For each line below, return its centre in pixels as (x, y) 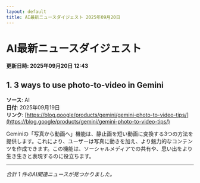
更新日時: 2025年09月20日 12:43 (47, 66)
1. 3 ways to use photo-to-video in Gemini (85, 85)
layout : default (26, 12)
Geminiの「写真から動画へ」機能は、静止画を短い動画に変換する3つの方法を (100, 134)
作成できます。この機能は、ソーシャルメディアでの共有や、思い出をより (104, 149)
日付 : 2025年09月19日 (33, 108)
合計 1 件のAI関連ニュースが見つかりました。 (61, 174)
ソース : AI (18, 100)
